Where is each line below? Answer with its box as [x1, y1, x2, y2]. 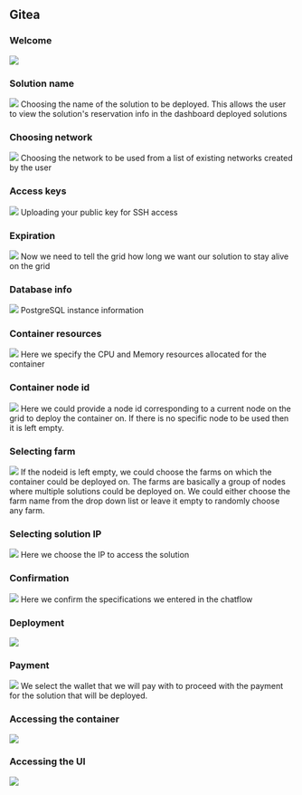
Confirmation [9, 572, 70, 585]
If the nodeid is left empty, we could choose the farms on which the [20, 466, 272, 478]
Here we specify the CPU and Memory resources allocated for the [20, 349, 267, 360]
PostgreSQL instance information [20, 305, 145, 316]
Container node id [9, 381, 90, 394]
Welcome [9, 34, 52, 47]
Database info [9, 283, 72, 295]
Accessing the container [9, 713, 120, 725]
